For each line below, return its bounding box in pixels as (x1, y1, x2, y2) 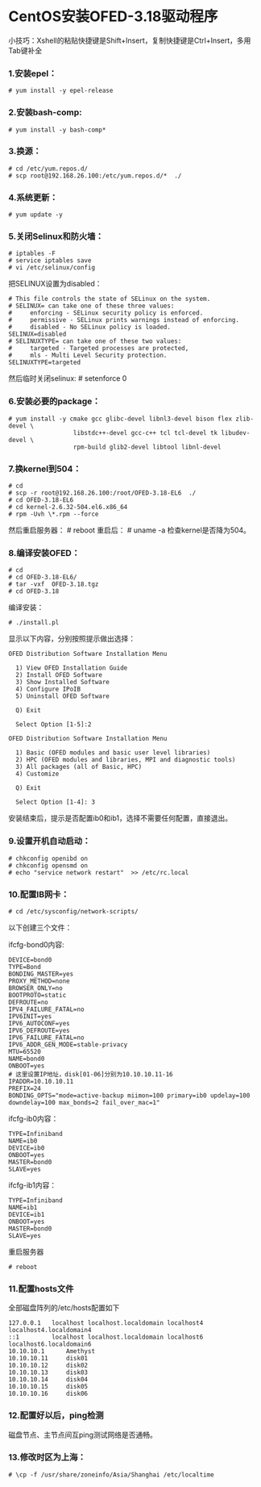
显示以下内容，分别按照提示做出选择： (8, 634, 135, 644)
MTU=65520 (8, 1047, 42, 1055)
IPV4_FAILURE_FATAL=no (8, 1005, 85, 1013)
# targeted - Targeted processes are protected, (8, 345, 189, 353)
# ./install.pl (8, 619, 60, 627)
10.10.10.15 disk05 (8, 1383, 89, 1391)
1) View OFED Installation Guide (15, 664, 128, 672)
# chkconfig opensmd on (8, 861, 89, 870)
